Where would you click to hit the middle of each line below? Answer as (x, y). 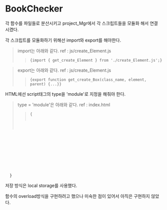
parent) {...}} (45, 84)
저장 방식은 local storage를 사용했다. (41, 185)
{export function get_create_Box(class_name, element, (88, 80)
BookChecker (34, 9)
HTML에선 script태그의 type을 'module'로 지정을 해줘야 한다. (65, 94)
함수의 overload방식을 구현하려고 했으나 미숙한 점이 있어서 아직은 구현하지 (77, 196)
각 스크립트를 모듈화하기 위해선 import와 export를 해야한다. (63, 40)
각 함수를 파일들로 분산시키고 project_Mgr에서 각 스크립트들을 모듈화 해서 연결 (82, 23)
